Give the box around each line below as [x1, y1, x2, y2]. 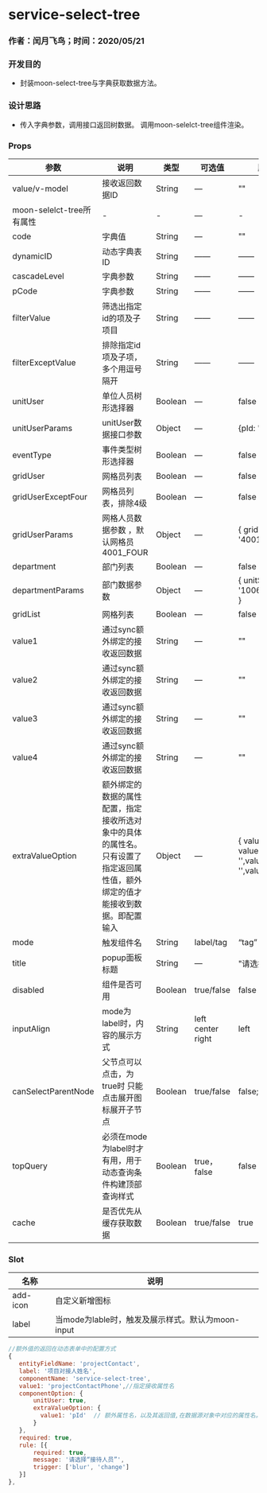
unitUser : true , [33, 1397, 87, 1405]
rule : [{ [18, 1441, 48, 1449]
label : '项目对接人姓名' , [18, 1367, 97, 1375]
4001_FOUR [102, 547, 149, 558]
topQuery [12, 1161, 48, 1171]
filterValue [12, 313, 51, 323]
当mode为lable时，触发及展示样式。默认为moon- [55, 1314, 240, 1325]
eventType [12, 449, 52, 461]
